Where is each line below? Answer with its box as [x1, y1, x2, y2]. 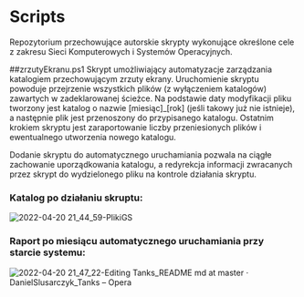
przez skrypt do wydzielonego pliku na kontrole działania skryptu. [9, 169, 257, 179]
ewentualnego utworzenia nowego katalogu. [9, 131, 176, 142]
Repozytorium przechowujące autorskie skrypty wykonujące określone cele [9, 36, 295, 47]
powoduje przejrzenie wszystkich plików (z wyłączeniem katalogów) [9, 83, 267, 94]
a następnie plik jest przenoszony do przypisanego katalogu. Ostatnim [9, 112, 274, 123]
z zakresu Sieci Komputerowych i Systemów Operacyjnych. [9, 46, 233, 56]
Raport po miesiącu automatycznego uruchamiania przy [9, 235, 265, 248]
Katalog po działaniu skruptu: [9, 191, 143, 204]
